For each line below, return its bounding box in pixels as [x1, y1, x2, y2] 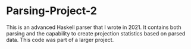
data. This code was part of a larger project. [6, 36, 114, 43]
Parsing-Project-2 [6, 4, 97, 18]
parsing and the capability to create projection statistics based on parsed [6, 30, 186, 37]
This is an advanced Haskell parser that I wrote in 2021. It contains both [6, 24, 181, 31]
